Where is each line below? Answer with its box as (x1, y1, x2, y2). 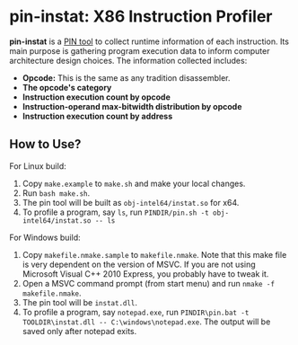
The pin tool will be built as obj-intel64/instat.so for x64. (22, 197, 240, 208)
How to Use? (9, 137, 82, 152)
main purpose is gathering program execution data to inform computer (9, 45, 270, 56)
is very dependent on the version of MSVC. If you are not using (22, 259, 256, 270)
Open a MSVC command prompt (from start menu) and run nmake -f (22, 278, 276, 288)
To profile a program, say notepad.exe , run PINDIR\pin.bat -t (22, 306, 250, 317)
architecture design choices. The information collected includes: (9, 55, 248, 66)
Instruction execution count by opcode (22, 92, 171, 102)
